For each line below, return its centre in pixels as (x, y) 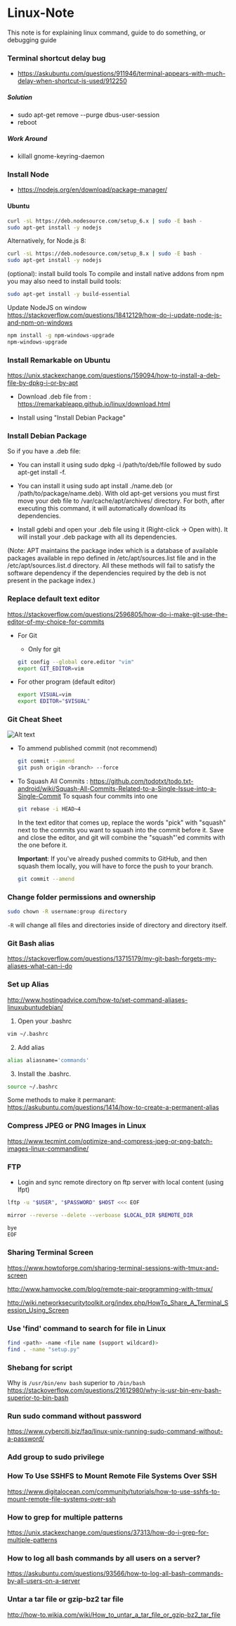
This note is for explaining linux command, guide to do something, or (106, 32)
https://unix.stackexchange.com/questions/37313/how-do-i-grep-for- (108, 1532)
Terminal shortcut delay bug (57, 58)
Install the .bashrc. (44, 1074)
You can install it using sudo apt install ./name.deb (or (95, 486)
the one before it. (42, 845)
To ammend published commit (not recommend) (87, 749)
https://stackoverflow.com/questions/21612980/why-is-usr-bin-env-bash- (114, 1390)
